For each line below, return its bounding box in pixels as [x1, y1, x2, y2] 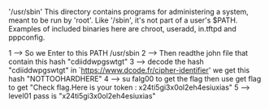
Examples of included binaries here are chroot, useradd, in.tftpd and [8, 24, 237, 33]
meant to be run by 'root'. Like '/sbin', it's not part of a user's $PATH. [8, 15, 238, 25]
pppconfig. [8, 32, 46, 42]
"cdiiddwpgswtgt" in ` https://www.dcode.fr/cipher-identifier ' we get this [8, 65, 250, 75]
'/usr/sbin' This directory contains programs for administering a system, [8, 7, 249, 16]
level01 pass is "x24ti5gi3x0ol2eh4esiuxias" [8, 91, 156, 100]
